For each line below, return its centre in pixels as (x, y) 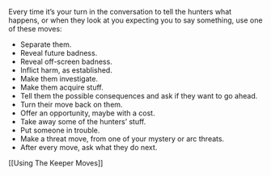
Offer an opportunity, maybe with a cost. (87, 113)
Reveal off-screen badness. (66, 61)
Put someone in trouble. (60, 130)
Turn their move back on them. (71, 105)
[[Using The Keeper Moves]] (56, 163)
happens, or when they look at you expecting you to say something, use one (135, 20)
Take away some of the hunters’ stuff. (83, 122)
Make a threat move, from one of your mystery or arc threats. (122, 139)
